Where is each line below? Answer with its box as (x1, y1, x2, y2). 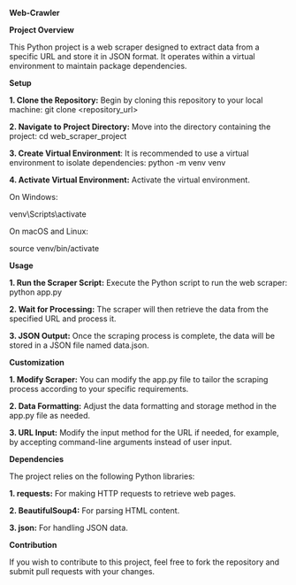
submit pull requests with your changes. (9, 566, 156, 576)
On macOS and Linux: (9, 226, 88, 236)
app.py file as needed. (9, 411, 91, 420)
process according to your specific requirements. (9, 384, 189, 394)
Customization (9, 358, 65, 367)
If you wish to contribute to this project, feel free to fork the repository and (9, 557, 280, 567)
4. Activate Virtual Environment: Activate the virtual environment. (9, 174, 250, 185)
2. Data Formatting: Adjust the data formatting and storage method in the (9, 401, 277, 411)
